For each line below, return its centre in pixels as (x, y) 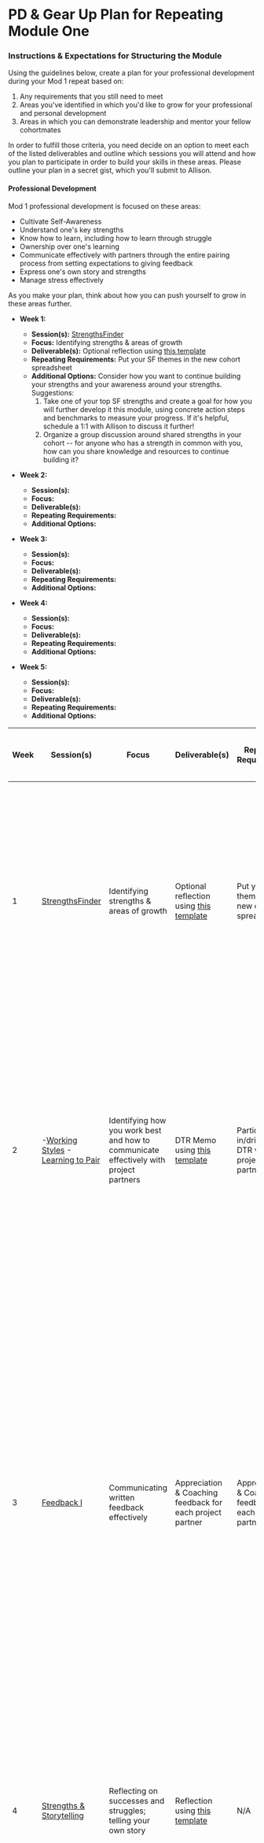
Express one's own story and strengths (83, 271)
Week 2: (33, 475)
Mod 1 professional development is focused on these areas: (104, 206)
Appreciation (198, 1482)
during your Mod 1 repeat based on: (66, 81)
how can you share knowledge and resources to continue (136, 451)
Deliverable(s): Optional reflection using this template (119, 350)
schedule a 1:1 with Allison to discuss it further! (119, 426)
